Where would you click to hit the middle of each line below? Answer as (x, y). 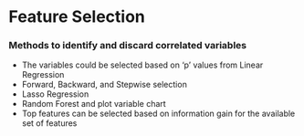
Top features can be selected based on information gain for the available (158, 114)
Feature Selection (77, 17)
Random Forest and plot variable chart (94, 104)
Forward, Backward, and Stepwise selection (105, 85)
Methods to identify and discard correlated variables (128, 46)
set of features (49, 123)
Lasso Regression (55, 94)
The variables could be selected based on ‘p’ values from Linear (142, 65)
